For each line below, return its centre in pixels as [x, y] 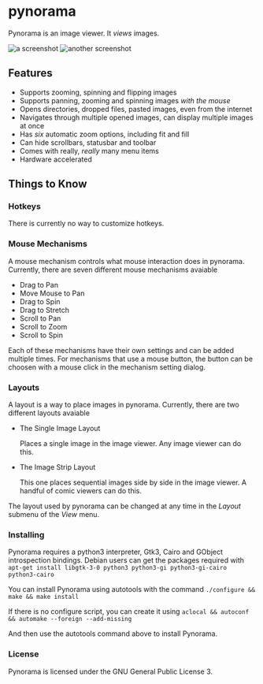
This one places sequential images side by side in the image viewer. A [133, 482]
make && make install [44, 597]
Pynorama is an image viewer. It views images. [84, 33]
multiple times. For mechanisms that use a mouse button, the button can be [131, 359]
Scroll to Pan [40, 318]
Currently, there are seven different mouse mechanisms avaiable [113, 270]
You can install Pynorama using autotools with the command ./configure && [132, 589]
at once [32, 125]
